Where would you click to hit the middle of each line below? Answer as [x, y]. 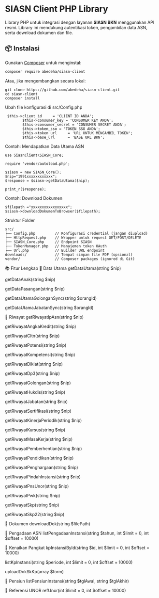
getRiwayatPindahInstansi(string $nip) [43, 477]
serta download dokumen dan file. [39, 32]
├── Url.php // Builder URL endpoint [55, 250]
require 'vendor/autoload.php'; [37, 163]
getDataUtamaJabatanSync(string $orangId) [49, 307]
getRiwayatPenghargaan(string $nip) [42, 467]
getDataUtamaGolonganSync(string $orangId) [51, 298]
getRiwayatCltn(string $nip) [32, 336]
